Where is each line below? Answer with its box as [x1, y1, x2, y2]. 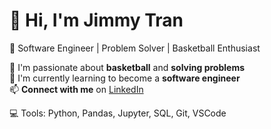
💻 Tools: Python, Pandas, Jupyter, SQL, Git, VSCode [9, 107, 227, 119]
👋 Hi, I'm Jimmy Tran [9, 9, 184, 32]
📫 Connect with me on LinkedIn [9, 83, 144, 95]
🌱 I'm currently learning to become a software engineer [9, 72, 241, 84]
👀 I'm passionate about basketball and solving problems [9, 61, 246, 73]
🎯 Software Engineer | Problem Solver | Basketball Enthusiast [9, 42, 261, 54]
